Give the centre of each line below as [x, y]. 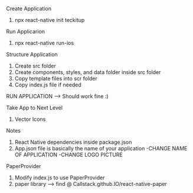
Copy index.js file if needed [48, 85]
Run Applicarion [26, 31]
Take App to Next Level [35, 108]
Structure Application [32, 54]
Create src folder [35, 66]
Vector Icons [30, 119]
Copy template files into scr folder [56, 78]
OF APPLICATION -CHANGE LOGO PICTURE [68, 155]
